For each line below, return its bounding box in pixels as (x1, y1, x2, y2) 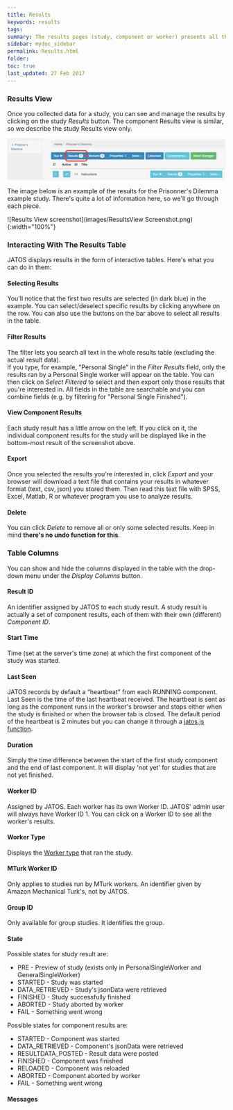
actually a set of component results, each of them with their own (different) (7, 610, 222, 618)
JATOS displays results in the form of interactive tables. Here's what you (7, 256, 214, 264)
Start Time (7, 634, 39, 642)
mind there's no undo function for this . (7, 531, 120, 539)
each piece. (7, 202, 41, 210)
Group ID (7, 903, 33, 911)
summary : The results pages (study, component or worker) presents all (7, 33, 218, 40)
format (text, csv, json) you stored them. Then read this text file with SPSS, (7, 485, 221, 493)
